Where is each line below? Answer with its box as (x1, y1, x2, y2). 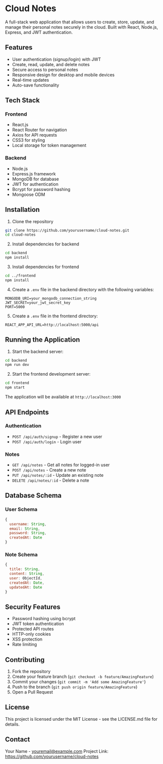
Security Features (5, 603, 61, 611)
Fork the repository (12, 669, 51, 675)
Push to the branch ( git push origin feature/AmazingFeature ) (12, 684, 138, 690)
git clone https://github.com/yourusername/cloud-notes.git (5, 228, 130, 233)
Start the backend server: (12, 348, 64, 354)
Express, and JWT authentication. (5, 29, 73, 35)
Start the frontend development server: (12, 371, 91, 377)
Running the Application (5, 336, 80, 344)
